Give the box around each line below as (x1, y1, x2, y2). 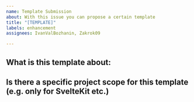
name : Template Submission (6, 8, 72, 15)
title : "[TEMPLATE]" (6, 19, 57, 25)
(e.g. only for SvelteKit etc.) (6, 86, 109, 96)
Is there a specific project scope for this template (6, 77, 189, 87)
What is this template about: (6, 57, 111, 67)
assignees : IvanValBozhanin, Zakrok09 (6, 30, 101, 36)
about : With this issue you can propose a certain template (6, 14, 156, 20)
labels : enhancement (6, 25, 57, 31)
